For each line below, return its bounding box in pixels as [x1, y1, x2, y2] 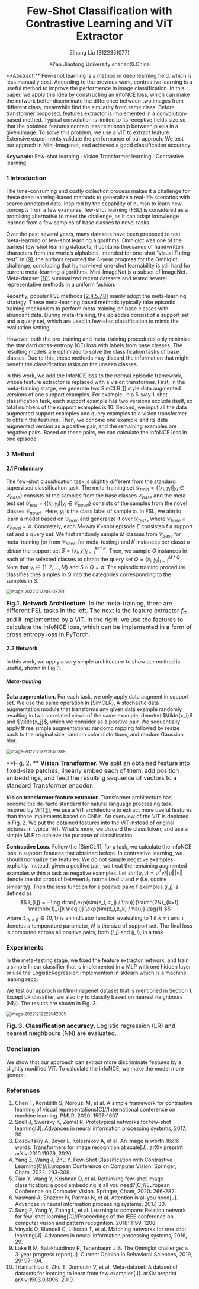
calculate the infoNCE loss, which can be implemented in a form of [6, 623, 192, 631]
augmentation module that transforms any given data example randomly [6, 705, 182, 713]
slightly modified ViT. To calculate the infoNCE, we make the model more [6, 1065, 184, 1072]
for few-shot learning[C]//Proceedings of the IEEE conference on [14, 1212, 174, 1220]
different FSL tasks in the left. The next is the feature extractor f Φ [6, 607, 188, 616]
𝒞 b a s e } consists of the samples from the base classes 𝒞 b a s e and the [6, 492, 172, 500]
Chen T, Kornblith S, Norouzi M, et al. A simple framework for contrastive [14, 1099, 193, 1106]
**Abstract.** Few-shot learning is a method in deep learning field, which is [6, 72, 192, 79]
